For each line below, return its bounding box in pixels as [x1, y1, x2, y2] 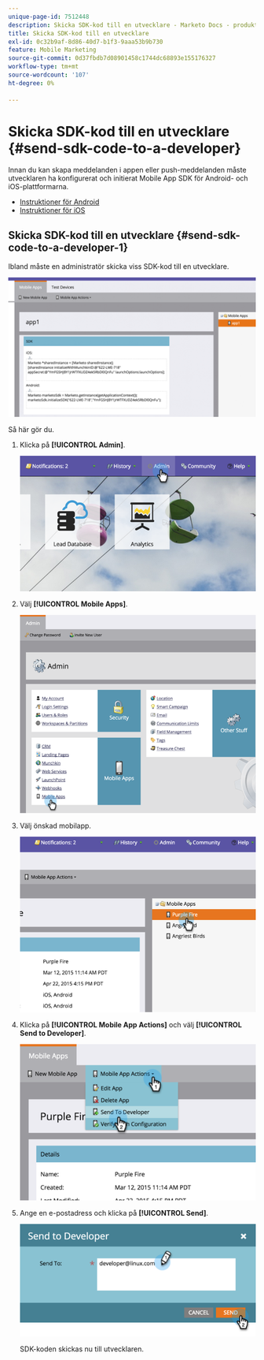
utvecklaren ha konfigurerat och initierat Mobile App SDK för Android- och [8, 173, 249, 183]
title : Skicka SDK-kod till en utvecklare [8, 29, 149, 37]
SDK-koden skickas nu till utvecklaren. [19, 1344, 144, 1354]
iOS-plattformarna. [8, 182, 69, 192]
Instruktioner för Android [19, 197, 100, 207]
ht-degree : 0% [8, 79, 55, 87]
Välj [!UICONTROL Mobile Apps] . [19, 599, 128, 609]
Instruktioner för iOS [19, 206, 86, 215]
